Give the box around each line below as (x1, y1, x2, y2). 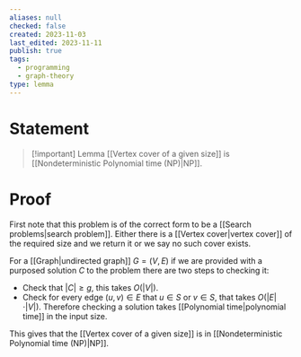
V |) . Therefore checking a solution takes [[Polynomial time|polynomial (27, 301, 287, 312)
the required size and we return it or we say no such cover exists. (9, 238, 252, 248)
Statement (9, 118, 90, 139)
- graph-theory (17, 72, 75, 81)
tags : (9, 55, 30, 64)
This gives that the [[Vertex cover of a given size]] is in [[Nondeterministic (9, 328, 283, 339)
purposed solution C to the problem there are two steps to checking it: (9, 265, 270, 275)
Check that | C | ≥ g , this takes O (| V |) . (22, 282, 159, 292)
